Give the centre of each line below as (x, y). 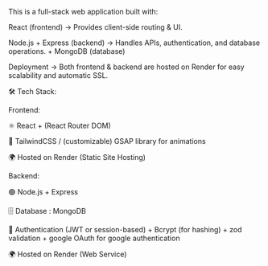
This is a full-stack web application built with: (83, 12)
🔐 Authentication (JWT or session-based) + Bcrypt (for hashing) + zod (126, 229)
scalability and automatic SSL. (58, 75)
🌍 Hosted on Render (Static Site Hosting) (77, 157)
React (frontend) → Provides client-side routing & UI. (95, 27)
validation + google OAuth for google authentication (94, 238)
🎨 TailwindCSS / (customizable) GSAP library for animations (107, 141)
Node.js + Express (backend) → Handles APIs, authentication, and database (134, 43)
